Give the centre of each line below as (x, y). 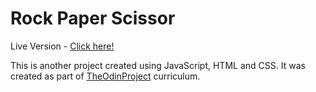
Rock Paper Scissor (93, 18)
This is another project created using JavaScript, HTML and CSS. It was (158, 65)
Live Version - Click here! (62, 46)
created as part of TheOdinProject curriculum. (105, 76)
